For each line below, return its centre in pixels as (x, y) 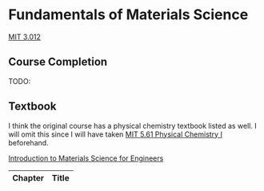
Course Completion (58, 62)
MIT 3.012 (25, 37)
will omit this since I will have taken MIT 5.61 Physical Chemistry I (115, 134)
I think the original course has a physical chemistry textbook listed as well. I (133, 125)
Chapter (28, 177)
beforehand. (29, 142)
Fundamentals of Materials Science (128, 15)
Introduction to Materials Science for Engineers (86, 158)
